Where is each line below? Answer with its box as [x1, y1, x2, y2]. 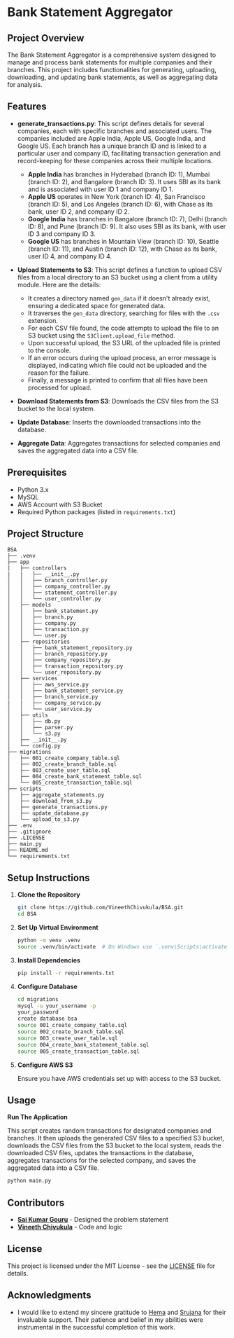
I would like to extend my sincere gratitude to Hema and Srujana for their [17, 1308, 226, 1316]
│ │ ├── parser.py [7, 724, 73, 731]
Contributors [7, 1196, 65, 1208]
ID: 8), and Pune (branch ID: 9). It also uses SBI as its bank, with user [27, 222, 226, 230]
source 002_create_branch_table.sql [17, 1028, 124, 1035]
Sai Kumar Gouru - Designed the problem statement [17, 1215, 169, 1223]
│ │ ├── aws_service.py [7, 681, 89, 689]
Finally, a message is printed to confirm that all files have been [27, 375, 208, 384]
